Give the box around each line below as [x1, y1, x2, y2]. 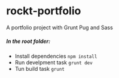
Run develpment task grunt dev [14, 58, 93, 66]
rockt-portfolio [6, 4, 81, 18]
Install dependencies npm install [14, 52, 97, 60]
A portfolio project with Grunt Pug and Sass [6, 24, 114, 31]
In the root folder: [6, 38, 51, 45]
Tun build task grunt [14, 65, 65, 72]
